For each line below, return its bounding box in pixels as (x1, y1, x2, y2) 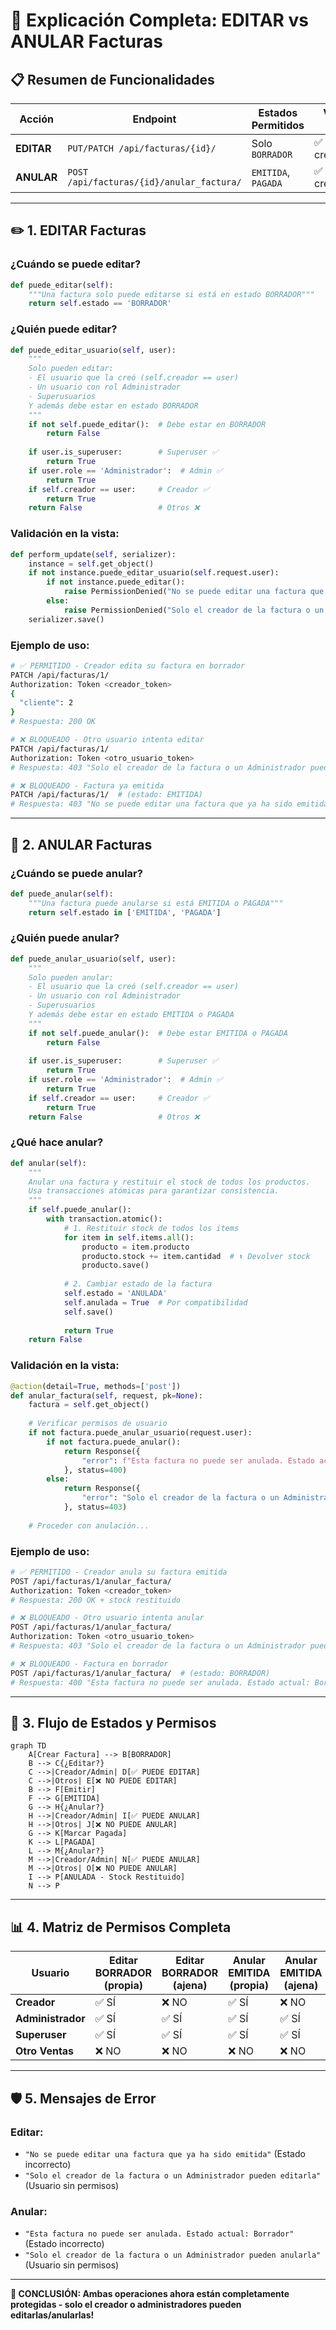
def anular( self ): (10, 1158, 87, 1168)
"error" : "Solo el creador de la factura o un (81, 1493, 280, 1503)
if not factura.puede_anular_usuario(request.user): (28, 1428, 253, 1438)
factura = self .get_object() (28, 1400, 150, 1410)
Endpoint (132, 112, 177, 126)
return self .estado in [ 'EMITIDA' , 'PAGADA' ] (28, 907, 222, 918)
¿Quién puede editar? (10, 322, 118, 336)
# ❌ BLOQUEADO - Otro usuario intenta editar (10, 735, 205, 745)
